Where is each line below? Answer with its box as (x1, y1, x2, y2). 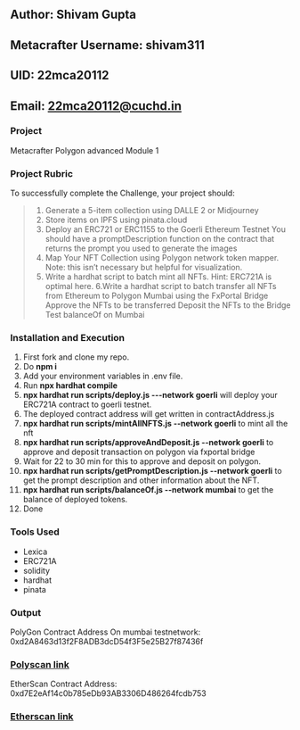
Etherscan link (10, 710, 74, 723)
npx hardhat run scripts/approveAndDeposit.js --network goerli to (22, 437, 274, 448)
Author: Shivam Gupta (10, 7, 137, 22)
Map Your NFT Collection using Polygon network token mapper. (45, 253, 280, 263)
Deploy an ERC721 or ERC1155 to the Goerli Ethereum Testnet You (45, 224, 286, 235)
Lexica (22, 546, 48, 557)
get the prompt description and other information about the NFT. (22, 475, 260, 485)
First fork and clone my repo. (22, 352, 130, 362)
